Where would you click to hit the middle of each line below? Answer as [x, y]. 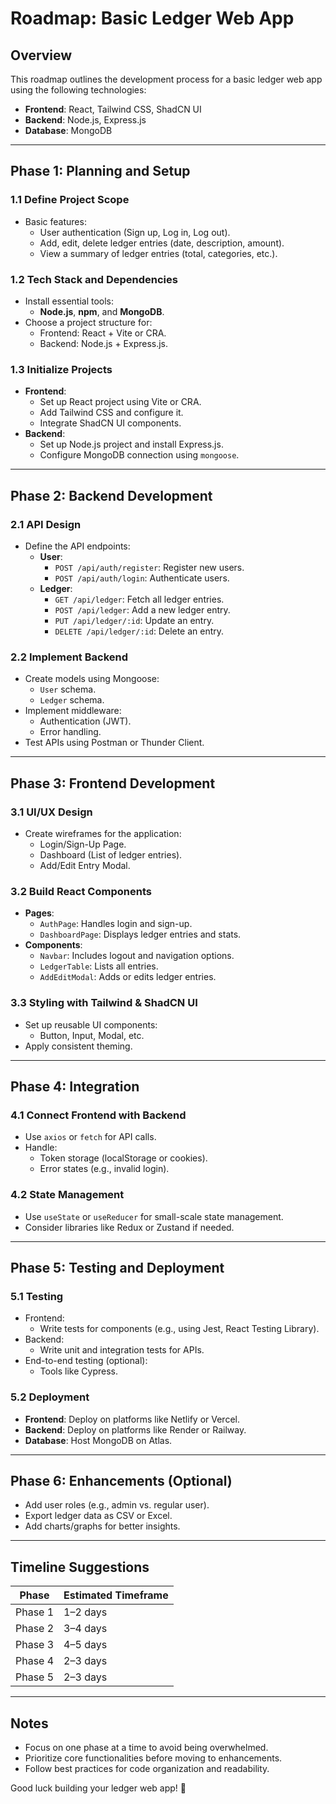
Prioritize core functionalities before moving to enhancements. [153, 1758]
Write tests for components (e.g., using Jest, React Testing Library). [179, 1329]
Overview [41, 55]
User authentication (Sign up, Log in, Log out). [135, 232]
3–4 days [85, 1629]
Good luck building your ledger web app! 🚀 [98, 1788]
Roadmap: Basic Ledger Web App [152, 18]
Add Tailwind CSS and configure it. [111, 413]
